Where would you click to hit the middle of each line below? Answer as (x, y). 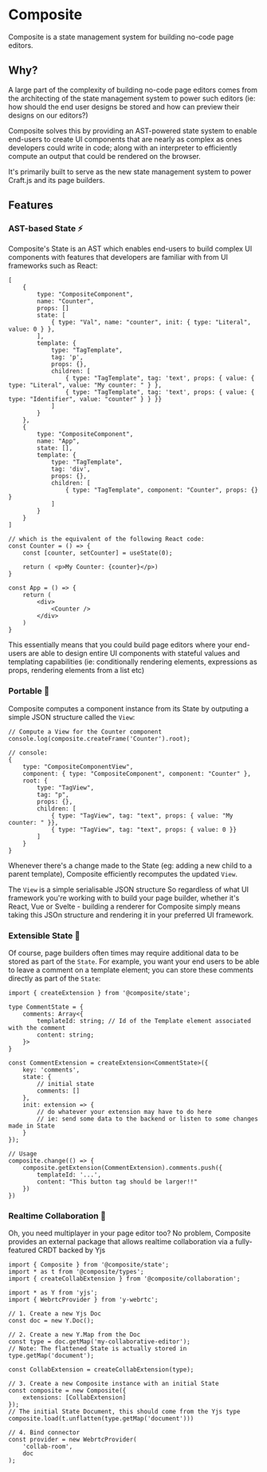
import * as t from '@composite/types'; (77, 1272)
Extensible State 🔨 (44, 935)
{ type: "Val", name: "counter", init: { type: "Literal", (151, 322)
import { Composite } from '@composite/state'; (89, 1265)
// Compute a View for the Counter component (85, 732)
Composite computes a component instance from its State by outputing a (129, 708)
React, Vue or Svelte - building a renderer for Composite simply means (124, 906)
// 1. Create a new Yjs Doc (55, 1314)
